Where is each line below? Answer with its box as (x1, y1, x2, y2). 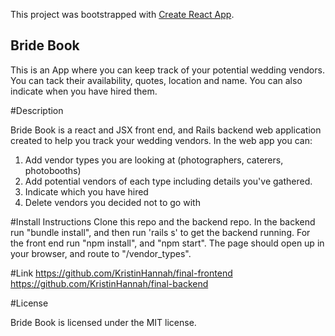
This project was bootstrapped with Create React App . (10, 9, 235, 20)
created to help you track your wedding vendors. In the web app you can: (10, 134, 313, 146)
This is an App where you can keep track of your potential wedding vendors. (10, 64, 325, 76)
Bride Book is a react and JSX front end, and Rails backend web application (10, 124, 322, 136)
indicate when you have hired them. (10, 85, 158, 97)
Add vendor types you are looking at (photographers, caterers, (24, 154, 284, 166)
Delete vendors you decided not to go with (24, 196, 201, 208)
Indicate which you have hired (24, 185, 149, 198)
